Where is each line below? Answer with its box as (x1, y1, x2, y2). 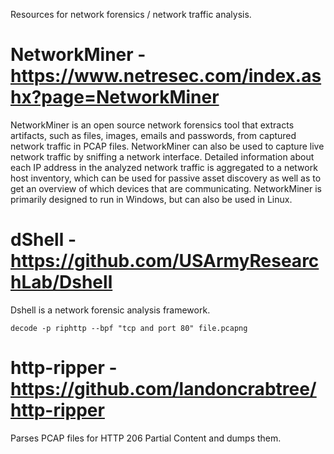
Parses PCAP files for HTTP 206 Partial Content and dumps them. (10, 432, 282, 444)
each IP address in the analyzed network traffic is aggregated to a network (10, 161, 318, 173)
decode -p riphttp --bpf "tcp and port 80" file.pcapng (10, 323, 248, 333)
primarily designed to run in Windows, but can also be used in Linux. (10, 193, 293, 205)
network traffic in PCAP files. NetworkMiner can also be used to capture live (10, 140, 325, 152)
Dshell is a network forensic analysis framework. (10, 304, 211, 316)
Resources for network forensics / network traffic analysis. (10, 9, 252, 20)
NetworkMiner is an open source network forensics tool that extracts (10, 119, 295, 131)
